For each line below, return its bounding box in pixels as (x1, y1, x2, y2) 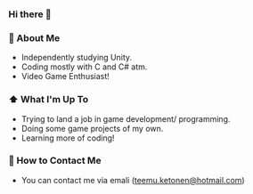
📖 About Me (8, 31, 61, 44)
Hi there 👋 (8, 8, 53, 20)
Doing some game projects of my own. (20, 123, 164, 133)
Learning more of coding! (20, 133, 115, 143)
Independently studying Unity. (20, 53, 133, 63)
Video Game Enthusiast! (20, 71, 110, 82)
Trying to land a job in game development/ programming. (20, 113, 231, 124)
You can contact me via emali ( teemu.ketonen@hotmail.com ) (20, 174, 246, 185)
